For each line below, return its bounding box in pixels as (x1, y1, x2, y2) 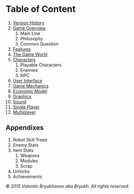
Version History (12, 20, 45, 26)
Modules (20, 157, 39, 164)
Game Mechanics (12, 83, 49, 89)
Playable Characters (20, 62, 62, 68)
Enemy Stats (12, 142, 39, 148)
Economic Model (12, 88, 47, 94)
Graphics (12, 93, 32, 99)
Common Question (20, 41, 59, 47)
